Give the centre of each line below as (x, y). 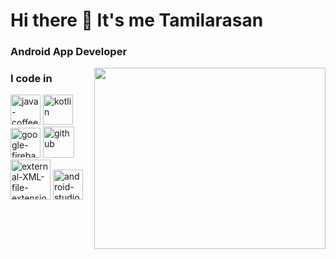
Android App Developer (69, 52)
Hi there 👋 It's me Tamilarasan (137, 20)
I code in (31, 79)
